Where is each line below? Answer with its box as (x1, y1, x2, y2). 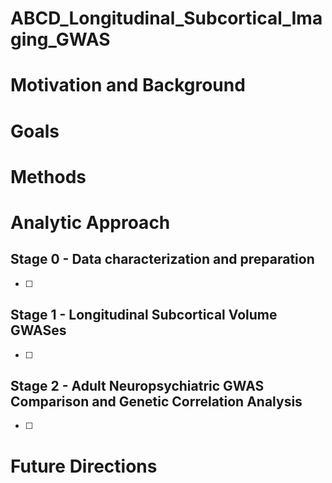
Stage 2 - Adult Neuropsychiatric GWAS (10, 377, 265, 394)
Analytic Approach (10, 211, 171, 234)
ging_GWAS (10, 28, 111, 51)
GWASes (10, 322, 67, 339)
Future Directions (10, 455, 158, 477)
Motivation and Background (10, 74, 246, 97)
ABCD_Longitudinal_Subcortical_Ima (10, 7, 323, 30)
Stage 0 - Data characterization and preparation (10, 251, 315, 268)
